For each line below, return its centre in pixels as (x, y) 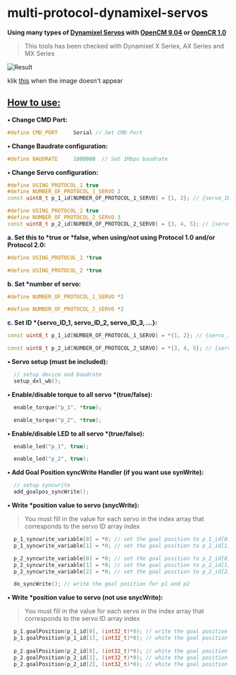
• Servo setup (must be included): (58, 362)
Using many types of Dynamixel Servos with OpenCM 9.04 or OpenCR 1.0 (117, 32)
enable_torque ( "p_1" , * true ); (58, 407)
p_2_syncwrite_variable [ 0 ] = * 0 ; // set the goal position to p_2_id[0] (122, 558)
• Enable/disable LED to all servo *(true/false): (76, 433)
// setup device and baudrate (58, 374)
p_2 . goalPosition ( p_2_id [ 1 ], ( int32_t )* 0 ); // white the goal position (121, 657)
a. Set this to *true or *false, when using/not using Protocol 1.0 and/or (111, 237)
